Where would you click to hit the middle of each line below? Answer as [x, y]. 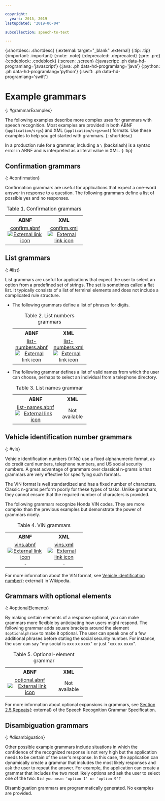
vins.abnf [25, 545]
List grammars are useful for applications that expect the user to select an [80, 279]
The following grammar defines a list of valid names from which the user [86, 372]
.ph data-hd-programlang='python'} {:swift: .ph [53, 72]
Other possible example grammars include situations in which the [71, 747]
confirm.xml [64, 228]
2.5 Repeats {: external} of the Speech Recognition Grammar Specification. [81, 710]
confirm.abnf [25, 228]
